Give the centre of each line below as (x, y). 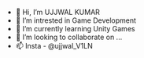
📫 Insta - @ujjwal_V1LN (54, 46)
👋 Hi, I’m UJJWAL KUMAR (58, 12)
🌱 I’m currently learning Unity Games (75, 29)
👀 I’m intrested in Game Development (76, 20)
